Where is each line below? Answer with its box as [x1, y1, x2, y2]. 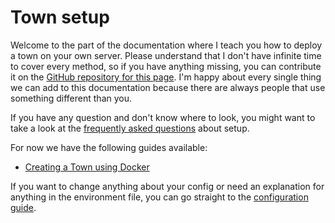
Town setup [10, 6, 110, 29]
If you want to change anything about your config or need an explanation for [10, 180, 325, 192]
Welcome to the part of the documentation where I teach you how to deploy [10, 39, 323, 51]
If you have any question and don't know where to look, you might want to [10, 111, 316, 123]
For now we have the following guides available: [10, 141, 208, 153]
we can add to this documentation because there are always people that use [10, 81, 326, 93]
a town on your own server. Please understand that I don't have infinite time [10, 49, 322, 61]
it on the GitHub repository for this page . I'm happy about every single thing [10, 71, 322, 83]
